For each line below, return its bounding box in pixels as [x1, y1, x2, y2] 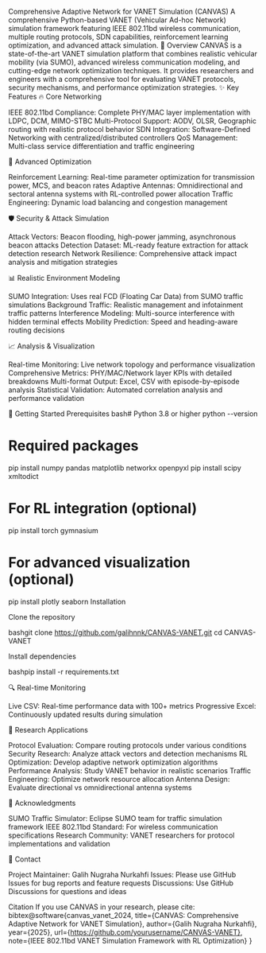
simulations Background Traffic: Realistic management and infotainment [8, 300, 244, 309]
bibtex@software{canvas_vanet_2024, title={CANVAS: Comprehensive [8, 910, 239, 920]
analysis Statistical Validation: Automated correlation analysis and [8, 385, 223, 395]
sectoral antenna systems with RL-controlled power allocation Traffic [8, 189, 233, 198]
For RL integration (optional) [8, 500, 197, 518]
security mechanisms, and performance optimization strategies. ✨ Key [8, 83, 240, 92]
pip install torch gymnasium [8, 525, 99, 535]
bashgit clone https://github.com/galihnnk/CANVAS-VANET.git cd [8, 628, 222, 637]
